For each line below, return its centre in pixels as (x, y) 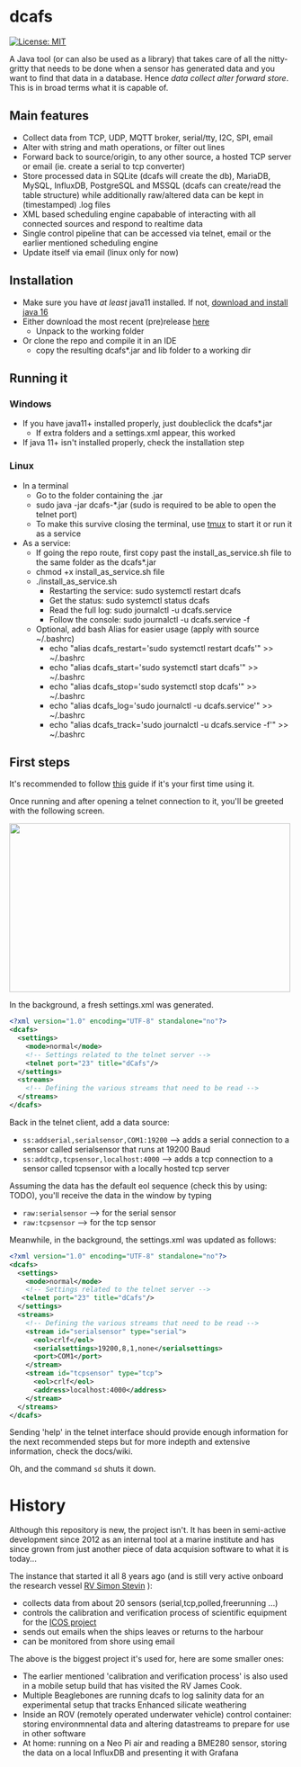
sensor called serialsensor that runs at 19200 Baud (116, 1149)
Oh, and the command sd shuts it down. (83, 1469)
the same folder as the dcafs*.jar (96, 562)
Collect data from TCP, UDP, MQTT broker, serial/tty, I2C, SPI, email (148, 138)
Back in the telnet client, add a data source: (89, 1122)
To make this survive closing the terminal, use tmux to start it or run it (164, 524)
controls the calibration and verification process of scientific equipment (155, 1613)
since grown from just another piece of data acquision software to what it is (149, 1549)
